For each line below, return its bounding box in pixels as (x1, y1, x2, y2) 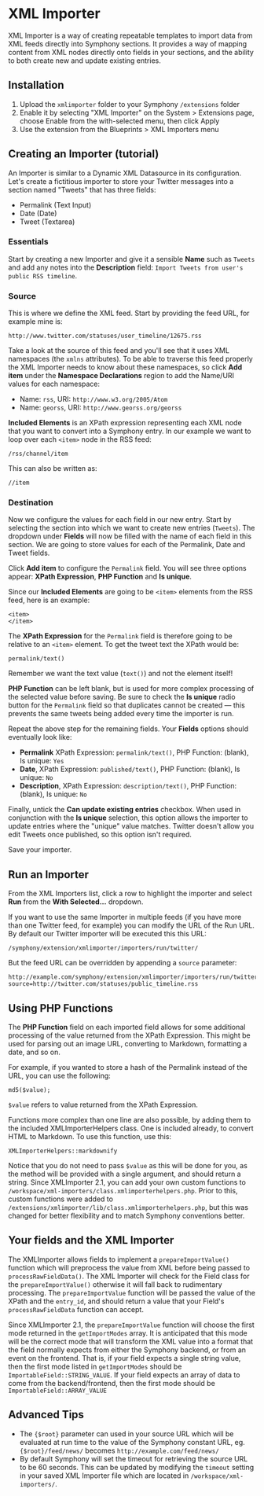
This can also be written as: (8, 464, 97, 473)
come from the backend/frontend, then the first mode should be (8, 1378, 216, 1388)
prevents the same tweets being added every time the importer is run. (8, 709, 234, 719)
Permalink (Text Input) (19, 200, 92, 209)
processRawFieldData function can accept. (8, 1304, 144, 1314)
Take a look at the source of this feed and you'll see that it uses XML (8, 346, 230, 355)
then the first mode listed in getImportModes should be (8, 1362, 182, 1371)
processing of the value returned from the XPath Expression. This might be (8, 1031, 251, 1040)
